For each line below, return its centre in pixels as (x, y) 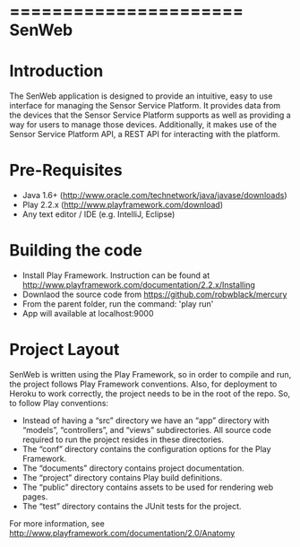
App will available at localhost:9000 (88, 313)
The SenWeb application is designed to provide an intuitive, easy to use (141, 96)
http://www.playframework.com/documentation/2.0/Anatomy (122, 533)
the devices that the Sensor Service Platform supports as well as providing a (150, 115)
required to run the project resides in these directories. (123, 439)
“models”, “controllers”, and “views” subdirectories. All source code (146, 430)
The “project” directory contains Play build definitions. (122, 477)
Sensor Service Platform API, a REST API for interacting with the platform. (145, 135)
